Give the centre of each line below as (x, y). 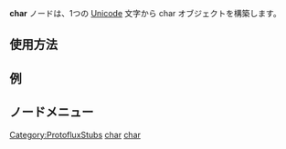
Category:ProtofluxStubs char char (75, 134)
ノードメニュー (52, 112)
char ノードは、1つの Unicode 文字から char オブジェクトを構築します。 (145, 13)
